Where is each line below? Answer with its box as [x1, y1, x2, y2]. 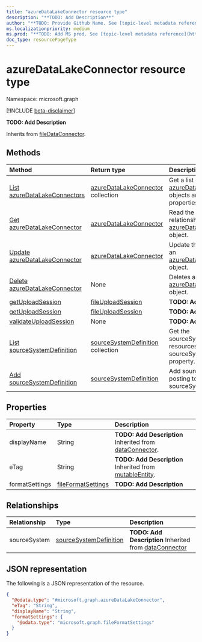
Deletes [169, 273, 191, 281]
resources [169, 342, 198, 350]
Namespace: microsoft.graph [6, 95, 79, 102]
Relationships [6, 500, 59, 510]
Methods [6, 148, 41, 158]
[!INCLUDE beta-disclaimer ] [6, 106, 75, 114]
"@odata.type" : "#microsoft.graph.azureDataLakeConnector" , [11, 597, 165, 603]
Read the [169, 208, 194, 217]
